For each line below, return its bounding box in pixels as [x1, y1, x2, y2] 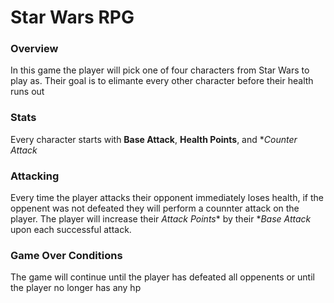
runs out [10, 86, 45, 98]
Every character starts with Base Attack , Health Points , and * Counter [10, 133, 298, 145]
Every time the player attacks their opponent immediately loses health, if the [10, 192, 324, 204]
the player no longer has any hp [10, 282, 142, 294]
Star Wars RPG [10, 6, 135, 29]
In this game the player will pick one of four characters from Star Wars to [10, 64, 310, 76]
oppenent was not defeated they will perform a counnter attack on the [10, 202, 300, 215]
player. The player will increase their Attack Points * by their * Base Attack [10, 213, 312, 225]
